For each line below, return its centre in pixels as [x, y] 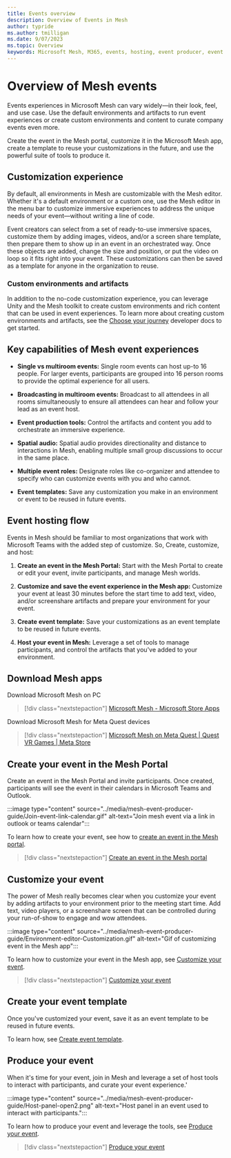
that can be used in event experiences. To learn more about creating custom [116, 313]
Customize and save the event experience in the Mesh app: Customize [120, 586]
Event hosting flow [48, 521]
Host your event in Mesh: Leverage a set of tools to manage [103, 642]
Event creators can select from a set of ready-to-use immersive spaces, [109, 229]
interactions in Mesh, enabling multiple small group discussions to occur [120, 450]
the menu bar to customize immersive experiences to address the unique [111, 208]
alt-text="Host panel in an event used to [152, 1106]
